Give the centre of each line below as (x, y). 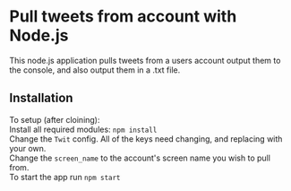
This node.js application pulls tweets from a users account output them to (145, 60)
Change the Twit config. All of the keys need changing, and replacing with (146, 139)
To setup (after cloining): (55, 119)
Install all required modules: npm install (83, 129)
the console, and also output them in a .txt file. (95, 70)
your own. (28, 148)
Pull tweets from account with (123, 17)
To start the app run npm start (65, 177)
